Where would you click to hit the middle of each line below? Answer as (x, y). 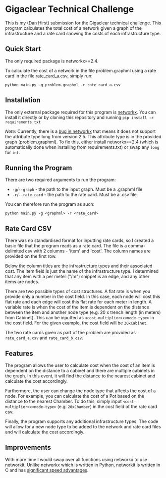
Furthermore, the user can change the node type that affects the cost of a (81, 391)
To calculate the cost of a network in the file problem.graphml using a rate (81, 70)
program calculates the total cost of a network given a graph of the (74, 28)
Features (19, 353)
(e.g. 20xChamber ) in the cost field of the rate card (107, 407)
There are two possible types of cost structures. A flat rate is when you (78, 292)
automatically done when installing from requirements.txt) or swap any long (82, 147)
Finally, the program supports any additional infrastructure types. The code (82, 421)
